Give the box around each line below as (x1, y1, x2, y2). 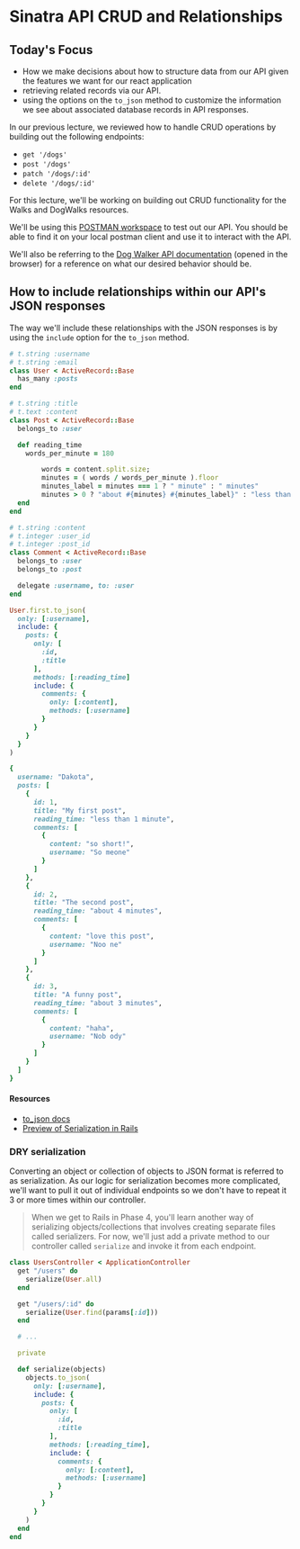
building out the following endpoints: (9, 131, 145, 141)
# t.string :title (9, 399, 78, 409)
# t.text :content (9, 408, 78, 417)
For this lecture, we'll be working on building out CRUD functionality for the (9, 195, 287, 205)
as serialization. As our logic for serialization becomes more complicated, (9, 1175, 281, 1186)
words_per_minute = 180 (25, 448, 115, 458)
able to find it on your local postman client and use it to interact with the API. (9, 231, 292, 242)
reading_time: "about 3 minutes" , (32, 998, 163, 1007)
